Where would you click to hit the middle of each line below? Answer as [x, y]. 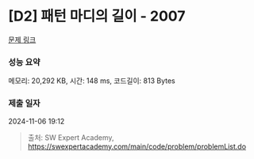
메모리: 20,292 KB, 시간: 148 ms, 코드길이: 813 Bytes [92, 81]
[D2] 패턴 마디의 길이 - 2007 [97, 16]
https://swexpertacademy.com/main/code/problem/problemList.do [137, 146]
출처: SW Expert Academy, [71, 137]
